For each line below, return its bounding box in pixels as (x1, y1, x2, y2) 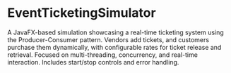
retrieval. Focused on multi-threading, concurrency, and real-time (7, 51, 198, 59)
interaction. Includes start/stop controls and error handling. (7, 58, 179, 66)
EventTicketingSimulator (7, 5, 157, 21)
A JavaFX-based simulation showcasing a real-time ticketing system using (7, 28, 224, 36)
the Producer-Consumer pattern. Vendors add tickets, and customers (7, 35, 210, 44)
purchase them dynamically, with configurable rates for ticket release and (7, 43, 222, 51)
